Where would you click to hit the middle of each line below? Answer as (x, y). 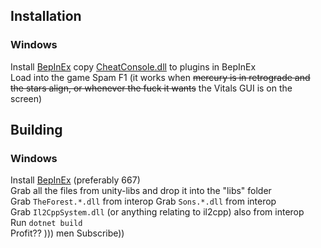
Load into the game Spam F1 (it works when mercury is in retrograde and (160, 77)
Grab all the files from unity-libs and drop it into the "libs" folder (141, 191)
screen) (26, 98)
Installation (46, 16)
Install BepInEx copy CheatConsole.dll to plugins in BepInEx (133, 66)
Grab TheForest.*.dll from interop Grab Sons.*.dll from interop (143, 201)
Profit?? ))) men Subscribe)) (67, 233)
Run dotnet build (46, 223)
